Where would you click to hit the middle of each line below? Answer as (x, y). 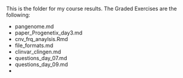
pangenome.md (34, 26)
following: (18, 15)
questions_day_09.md (41, 64)
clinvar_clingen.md (38, 52)
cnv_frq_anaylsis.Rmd (41, 39)
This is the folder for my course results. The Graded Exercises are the (91, 9)
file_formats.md (34, 45)
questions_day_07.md (41, 58)
